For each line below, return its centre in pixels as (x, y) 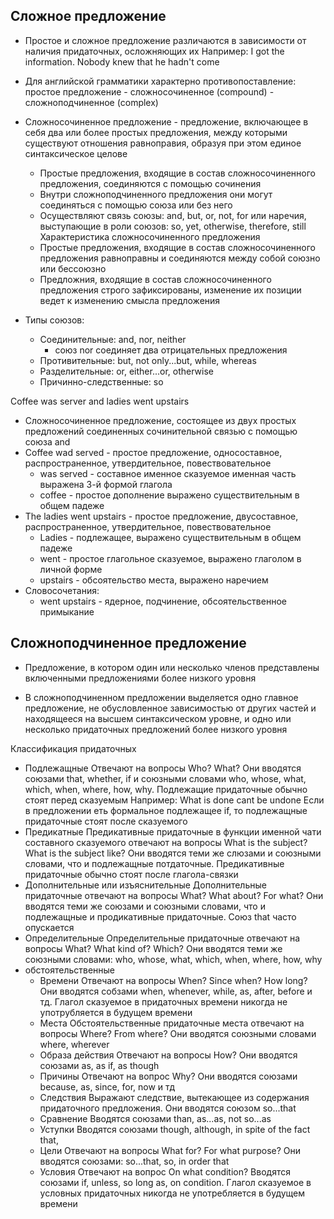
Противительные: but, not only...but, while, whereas (148, 360)
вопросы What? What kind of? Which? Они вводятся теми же (153, 948)
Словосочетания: (62, 590)
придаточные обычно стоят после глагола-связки (131, 874)
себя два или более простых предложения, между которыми (156, 132)
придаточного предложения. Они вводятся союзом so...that (168, 1108)
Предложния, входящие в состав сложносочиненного (155, 279)
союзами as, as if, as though (99, 1065)
